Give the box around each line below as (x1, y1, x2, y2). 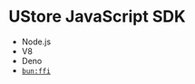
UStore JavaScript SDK (8, 6, 187, 27)
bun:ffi (21, 66, 51, 76)
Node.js (21, 36, 52, 47)
